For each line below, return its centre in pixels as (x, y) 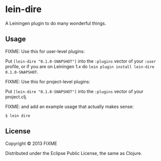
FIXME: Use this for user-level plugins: (45, 51)
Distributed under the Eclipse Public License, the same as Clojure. (74, 153)
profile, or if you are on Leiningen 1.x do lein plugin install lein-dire (80, 66)
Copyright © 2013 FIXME (31, 143)
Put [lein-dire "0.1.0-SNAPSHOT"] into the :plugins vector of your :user (81, 61)
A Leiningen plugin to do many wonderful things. (56, 23)
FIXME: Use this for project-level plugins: (48, 81)
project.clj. (16, 96)
